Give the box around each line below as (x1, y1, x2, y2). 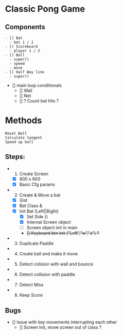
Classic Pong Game (5, 3, 85, 15)
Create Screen (19, 171, 49, 176)
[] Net (19, 93, 32, 98)
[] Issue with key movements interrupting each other (12, 319, 117, 325)
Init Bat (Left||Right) (19, 208, 59, 214)
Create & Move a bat (19, 192, 61, 198)
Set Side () (26, 214, 48, 220)
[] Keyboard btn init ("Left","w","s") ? (26, 230, 100, 236)
